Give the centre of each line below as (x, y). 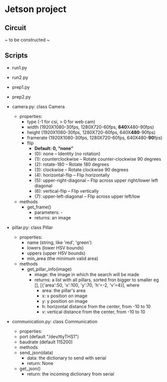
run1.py (19, 68)
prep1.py (21, 87)
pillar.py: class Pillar (32, 227)
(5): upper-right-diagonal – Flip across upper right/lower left (96, 180)
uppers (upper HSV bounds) (56, 253)
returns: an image (53, 217)
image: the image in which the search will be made (87, 274)
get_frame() (39, 207)
